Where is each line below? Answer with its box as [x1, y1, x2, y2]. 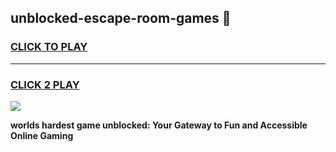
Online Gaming [10, 129, 74, 141]
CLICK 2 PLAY [10, 77, 80, 91]
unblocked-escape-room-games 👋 [10, 10, 232, 27]
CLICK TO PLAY [10, 40, 88, 54]
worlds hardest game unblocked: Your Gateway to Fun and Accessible [10, 119, 308, 131]
